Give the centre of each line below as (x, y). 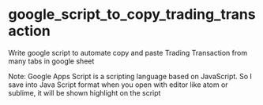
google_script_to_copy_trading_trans (132, 14)
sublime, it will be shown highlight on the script (85, 92)
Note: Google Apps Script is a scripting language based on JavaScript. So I (130, 76)
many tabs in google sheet (51, 61)
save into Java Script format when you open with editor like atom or (118, 85)
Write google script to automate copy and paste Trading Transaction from (128, 52)
